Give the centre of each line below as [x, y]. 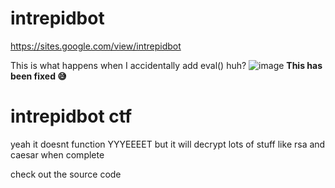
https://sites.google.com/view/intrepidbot [96, 46]
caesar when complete [57, 154]
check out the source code [66, 174]
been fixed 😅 [38, 76]
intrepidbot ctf [71, 116]
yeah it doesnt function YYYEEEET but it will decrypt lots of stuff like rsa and [168, 144]
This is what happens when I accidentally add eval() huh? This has [166, 65]
